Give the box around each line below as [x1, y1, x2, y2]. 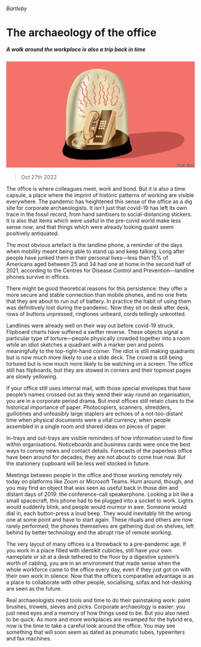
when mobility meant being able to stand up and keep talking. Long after [6, 248, 185, 255]
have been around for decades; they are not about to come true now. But [6, 453, 186, 461]
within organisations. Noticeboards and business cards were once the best [6, 441, 191, 448]
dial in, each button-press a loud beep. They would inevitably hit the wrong [6, 510, 191, 517]
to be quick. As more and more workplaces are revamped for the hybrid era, [6, 616, 194, 623]
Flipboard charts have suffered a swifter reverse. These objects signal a [6, 329, 184, 336]
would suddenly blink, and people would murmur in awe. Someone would [6, 504, 187, 511]
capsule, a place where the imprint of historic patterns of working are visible [6, 192, 194, 199]
